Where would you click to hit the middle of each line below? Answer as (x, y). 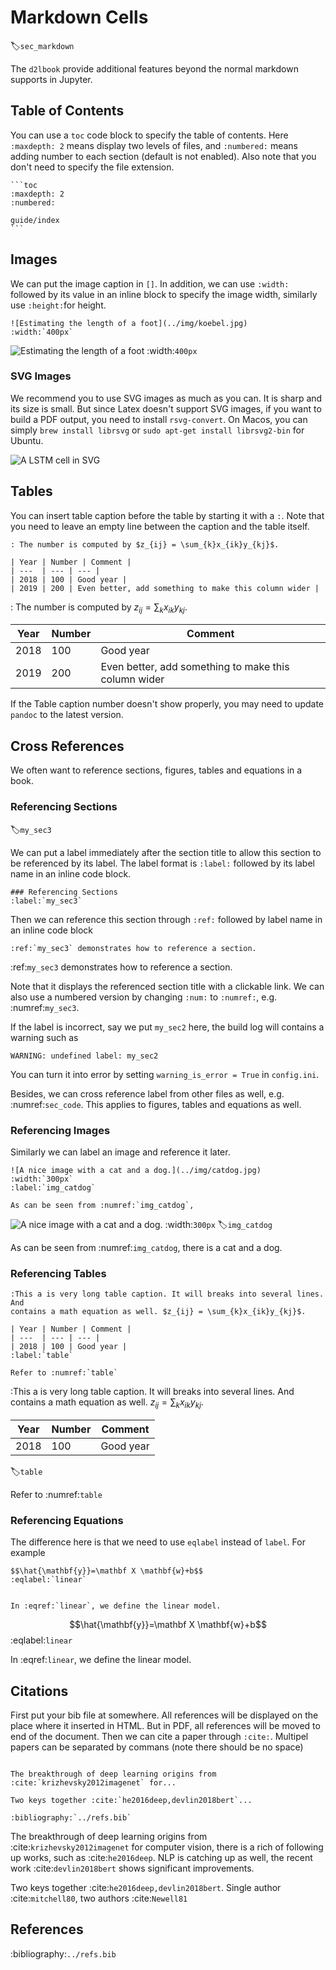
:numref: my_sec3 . (45, 1007)
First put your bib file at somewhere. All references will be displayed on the (164, 1715)
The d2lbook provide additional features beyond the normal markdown (154, 68)
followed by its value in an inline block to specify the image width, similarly (164, 294)
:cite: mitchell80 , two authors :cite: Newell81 (99, 1898)
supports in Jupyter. (51, 79)
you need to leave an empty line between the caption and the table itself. (160, 526)
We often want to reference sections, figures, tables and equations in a (156, 770)
